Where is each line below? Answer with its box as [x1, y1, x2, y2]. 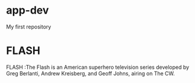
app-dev [6, 4, 49, 17]
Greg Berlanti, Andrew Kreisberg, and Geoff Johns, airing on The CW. [6, 69, 175, 77]
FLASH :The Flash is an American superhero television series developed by [6, 63, 190, 71]
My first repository [6, 23, 51, 30]
